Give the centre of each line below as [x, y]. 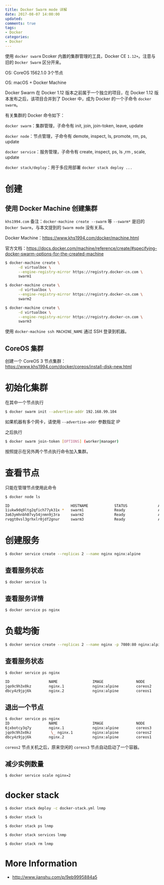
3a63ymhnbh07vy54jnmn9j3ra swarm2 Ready [65, 515]
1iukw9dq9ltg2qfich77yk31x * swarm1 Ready [65, 510]
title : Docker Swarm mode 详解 [36, 10]
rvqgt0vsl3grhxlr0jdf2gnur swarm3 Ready [65, 519]
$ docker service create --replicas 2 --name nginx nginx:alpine [73, 554]
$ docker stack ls [24, 817]
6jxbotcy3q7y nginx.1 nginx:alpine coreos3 [78, 728]
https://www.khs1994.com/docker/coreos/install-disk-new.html [69, 367]
